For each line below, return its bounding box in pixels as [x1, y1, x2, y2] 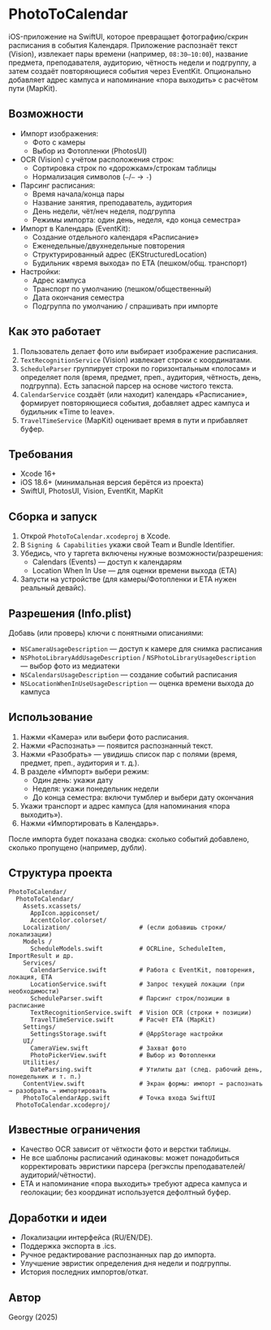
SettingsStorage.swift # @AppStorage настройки [29, 1030, 223, 1038]
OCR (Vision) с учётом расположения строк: [19, 154, 174, 164]
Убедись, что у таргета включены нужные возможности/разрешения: [19, 549, 264, 559]
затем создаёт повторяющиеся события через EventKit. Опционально [8, 66, 252, 76]
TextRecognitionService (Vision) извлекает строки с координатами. [19, 355, 252, 365]
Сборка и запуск [8, 509, 97, 524]
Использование [8, 710, 93, 724]
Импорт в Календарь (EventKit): [19, 223, 131, 233]
